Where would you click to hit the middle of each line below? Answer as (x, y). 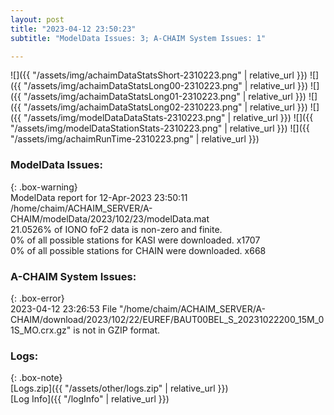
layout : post (37, 19)
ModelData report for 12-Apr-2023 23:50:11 (99, 197)
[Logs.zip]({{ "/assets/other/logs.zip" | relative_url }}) (119, 388)
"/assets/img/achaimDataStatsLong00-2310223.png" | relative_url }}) (166, 86)
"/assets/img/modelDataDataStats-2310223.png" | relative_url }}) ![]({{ (168, 118)
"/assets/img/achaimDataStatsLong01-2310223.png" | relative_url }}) (165, 97)
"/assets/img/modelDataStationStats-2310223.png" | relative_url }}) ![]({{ (160, 128)
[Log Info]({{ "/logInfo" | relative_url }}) (90, 399)
